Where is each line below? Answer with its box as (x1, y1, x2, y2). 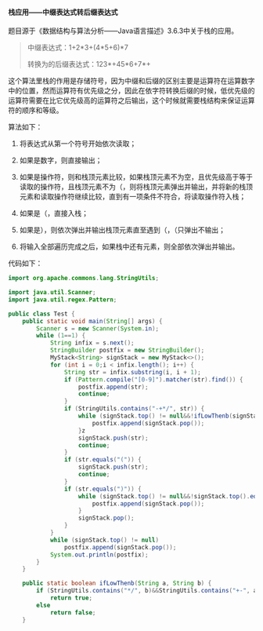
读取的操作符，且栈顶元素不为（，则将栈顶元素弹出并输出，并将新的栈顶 (19, 182, 253, 191)
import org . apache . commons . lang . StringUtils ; (8, 275, 159, 283)
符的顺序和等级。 (8, 106, 63, 115)
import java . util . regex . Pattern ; (8, 295, 117, 304)
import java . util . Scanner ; (8, 289, 96, 297)
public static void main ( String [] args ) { (22, 317, 163, 325)
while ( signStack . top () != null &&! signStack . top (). (77, 492, 250, 500)
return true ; (49, 594, 92, 602)
